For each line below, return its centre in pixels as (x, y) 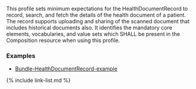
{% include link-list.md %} (38, 81)
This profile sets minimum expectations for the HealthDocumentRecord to (97, 9)
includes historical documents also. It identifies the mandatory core (89, 27)
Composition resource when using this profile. (63, 40)
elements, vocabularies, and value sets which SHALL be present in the (93, 34)
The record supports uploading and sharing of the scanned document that (98, 21)
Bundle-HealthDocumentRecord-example (66, 69)
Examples (21, 56)
